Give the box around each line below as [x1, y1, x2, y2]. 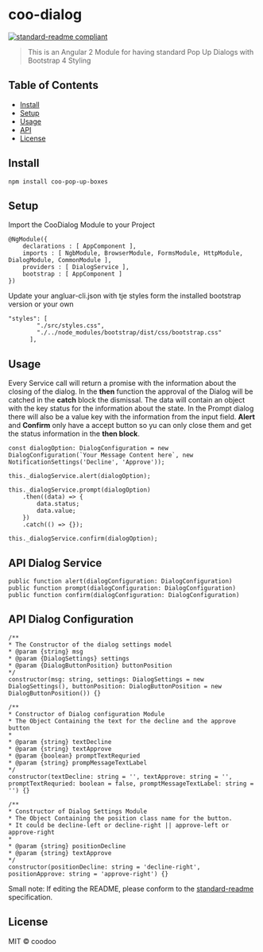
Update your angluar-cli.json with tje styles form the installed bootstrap [8, 291, 242, 301]
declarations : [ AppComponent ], [22, 242, 137, 251]
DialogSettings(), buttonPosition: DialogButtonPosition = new [8, 682, 222, 690]
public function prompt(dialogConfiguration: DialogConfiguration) [8, 584, 237, 592]
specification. [8, 892, 53, 902]
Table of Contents [8, 79, 99, 92]
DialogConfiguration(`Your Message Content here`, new [8, 451, 194, 460]
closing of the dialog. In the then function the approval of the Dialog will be [8, 387, 253, 396]
